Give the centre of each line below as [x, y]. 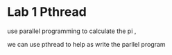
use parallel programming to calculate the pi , [72, 31]
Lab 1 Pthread [47, 12]
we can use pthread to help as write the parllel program [86, 44]
